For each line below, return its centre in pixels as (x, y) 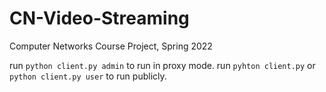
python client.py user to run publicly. (88, 76)
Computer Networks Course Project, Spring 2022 (111, 46)
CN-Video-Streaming (99, 18)
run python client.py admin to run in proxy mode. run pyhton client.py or (162, 65)
